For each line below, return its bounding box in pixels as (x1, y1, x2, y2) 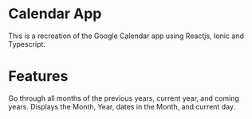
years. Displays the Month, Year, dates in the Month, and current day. (8, 102, 236, 111)
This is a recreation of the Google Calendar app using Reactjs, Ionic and (8, 31, 245, 40)
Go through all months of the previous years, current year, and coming (8, 93, 239, 103)
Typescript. (8, 39, 46, 48)
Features (8, 67, 69, 86)
